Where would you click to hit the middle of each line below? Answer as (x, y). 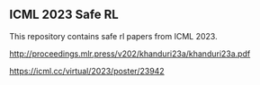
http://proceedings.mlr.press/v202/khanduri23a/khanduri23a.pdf (130, 54)
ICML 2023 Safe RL (64, 15)
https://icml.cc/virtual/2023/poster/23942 (87, 71)
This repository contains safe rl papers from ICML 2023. (113, 36)
